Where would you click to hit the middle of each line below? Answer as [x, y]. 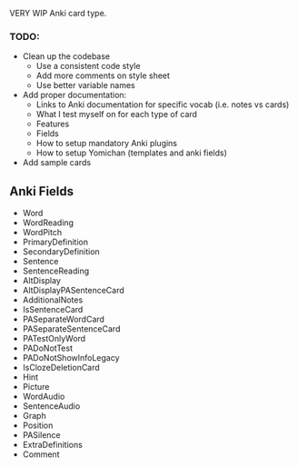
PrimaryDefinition [55, 242]
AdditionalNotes [53, 300]
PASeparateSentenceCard [71, 329]
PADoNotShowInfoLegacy [71, 358]
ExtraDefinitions [53, 445]
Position [38, 425]
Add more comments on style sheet [103, 75]
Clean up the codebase [66, 56]
